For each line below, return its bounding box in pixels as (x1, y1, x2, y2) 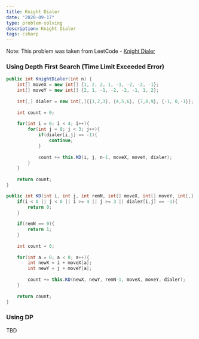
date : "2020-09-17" (6, 14, 55, 20)
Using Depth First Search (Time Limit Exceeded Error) (6, 62, 164, 71)
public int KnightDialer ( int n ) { (6, 76, 93, 82)
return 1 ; (27, 226, 52, 233)
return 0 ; (27, 204, 52, 210)
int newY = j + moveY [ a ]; (27, 265, 93, 272)
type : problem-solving (6, 20, 63, 26)
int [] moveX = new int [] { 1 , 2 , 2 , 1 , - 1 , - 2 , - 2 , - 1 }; (17, 82, 160, 88)
